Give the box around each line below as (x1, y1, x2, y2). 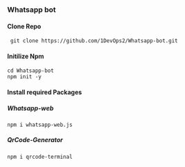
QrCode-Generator (7, 136, 64, 144)
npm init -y (7, 73, 42, 80)
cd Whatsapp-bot (7, 67, 54, 74)
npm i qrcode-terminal (7, 153, 73, 160)
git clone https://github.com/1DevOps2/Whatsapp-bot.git (10, 37, 178, 44)
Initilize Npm (7, 52, 44, 60)
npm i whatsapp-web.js (7, 121, 73, 128)
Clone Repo (7, 22, 42, 30)
